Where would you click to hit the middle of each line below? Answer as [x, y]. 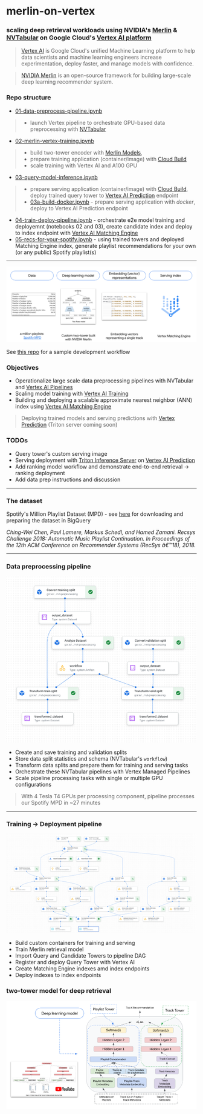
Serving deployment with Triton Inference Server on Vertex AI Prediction [105, 460]
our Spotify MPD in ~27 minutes [61, 802]
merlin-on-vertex [51, 11]
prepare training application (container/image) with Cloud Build [108, 159]
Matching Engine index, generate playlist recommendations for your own [105, 245]
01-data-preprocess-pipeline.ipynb [59, 111]
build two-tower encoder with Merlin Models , [86, 152]
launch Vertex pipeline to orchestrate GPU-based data [98, 122]
